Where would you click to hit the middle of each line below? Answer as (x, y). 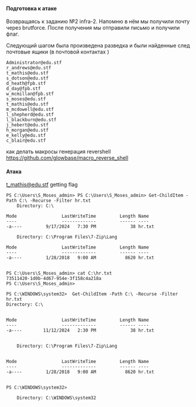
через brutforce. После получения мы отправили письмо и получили (93, 28)
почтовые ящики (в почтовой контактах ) (58, 52)
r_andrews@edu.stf (29, 68)
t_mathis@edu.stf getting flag (42, 185)
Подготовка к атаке (32, 8)
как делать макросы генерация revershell (58, 152)
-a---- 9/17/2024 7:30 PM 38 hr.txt (80, 227)
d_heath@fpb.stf (26, 84)
